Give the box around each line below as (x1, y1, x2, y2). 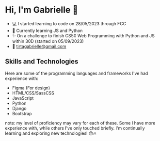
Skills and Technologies (5, 58, 79, 66)
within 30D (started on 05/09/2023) (12, 38, 84, 44)
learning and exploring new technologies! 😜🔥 (5, 130, 96, 136)
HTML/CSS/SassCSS (12, 90, 54, 96)
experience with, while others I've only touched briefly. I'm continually (5, 125, 145, 131)
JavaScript (12, 95, 34, 101)
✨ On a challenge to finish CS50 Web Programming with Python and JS (12, 32, 155, 38)
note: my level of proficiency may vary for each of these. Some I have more (5, 120, 156, 125)
